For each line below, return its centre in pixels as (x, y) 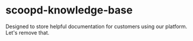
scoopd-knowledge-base (69, 10)
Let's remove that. (27, 32)
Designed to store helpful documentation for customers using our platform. (96, 26)
